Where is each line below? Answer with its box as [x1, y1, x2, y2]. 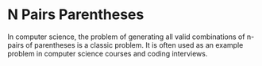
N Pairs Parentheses [7, 6, 144, 24]
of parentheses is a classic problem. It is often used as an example [25, 40, 244, 49]
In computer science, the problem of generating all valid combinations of [7, 32, 245, 41]
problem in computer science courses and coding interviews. [7, 49, 208, 58]
